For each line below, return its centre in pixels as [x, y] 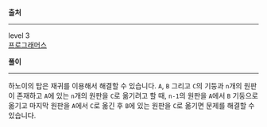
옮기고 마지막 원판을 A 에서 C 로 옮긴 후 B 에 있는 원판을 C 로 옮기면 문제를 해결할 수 [132, 105]
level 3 [19, 35]
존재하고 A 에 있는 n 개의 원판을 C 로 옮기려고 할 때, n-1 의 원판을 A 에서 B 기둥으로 [137, 95]
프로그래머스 [28, 45]
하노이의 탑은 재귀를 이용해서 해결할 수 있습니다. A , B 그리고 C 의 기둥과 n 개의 [125, 86]
